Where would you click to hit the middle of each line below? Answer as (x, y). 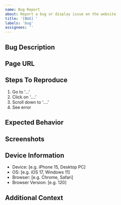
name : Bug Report (23, 9)
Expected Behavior (35, 122)
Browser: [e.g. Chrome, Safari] (43, 177)
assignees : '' (19, 28)
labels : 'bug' (19, 23)
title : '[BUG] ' (21, 18)
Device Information (35, 155)
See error (22, 107)
